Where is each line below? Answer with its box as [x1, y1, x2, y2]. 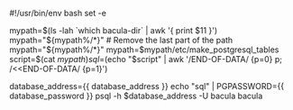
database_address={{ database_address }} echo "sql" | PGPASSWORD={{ [9, 81, 285, 91]
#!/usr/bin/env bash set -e [9, 8, 106, 18]
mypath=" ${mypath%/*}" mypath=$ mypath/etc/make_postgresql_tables [9, 44, 279, 55]
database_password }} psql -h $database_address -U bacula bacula [9, 90, 263, 101]
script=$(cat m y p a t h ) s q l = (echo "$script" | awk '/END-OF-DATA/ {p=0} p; [9, 54, 282, 64]
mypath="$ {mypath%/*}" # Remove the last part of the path [9, 35, 233, 45]
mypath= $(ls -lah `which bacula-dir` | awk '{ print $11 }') [9, 25, 218, 35]
